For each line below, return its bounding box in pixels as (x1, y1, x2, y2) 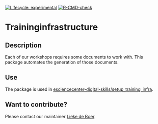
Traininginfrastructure (5, 22, 98, 33)
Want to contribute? (5, 101, 68, 109)
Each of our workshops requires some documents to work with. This (5, 54, 143, 60)
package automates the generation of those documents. (5, 59, 119, 65)
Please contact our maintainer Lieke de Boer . (5, 113, 96, 119)
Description (5, 41, 42, 49)
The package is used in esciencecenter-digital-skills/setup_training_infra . (5, 86, 154, 92)
